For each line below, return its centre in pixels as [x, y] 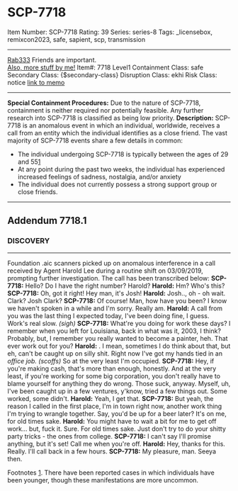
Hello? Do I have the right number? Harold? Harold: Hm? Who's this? [125, 286]
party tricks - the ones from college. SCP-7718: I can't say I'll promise [109, 436]
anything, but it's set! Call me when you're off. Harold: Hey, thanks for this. [116, 444]
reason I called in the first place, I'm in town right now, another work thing [115, 406]
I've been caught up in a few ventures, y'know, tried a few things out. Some [118, 391]
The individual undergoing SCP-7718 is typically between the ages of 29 [123, 154]
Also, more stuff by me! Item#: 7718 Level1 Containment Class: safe [106, 67]
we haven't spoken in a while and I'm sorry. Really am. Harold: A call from [115, 308]
